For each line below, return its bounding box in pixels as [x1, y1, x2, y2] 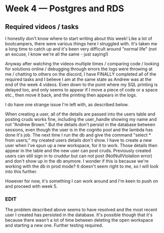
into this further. [5, 169, 38, 175]
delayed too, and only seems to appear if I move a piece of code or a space [5, 87, 158, 92]
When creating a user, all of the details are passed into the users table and [5, 111, 156, 117]
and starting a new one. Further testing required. [5, 222, 103, 229]
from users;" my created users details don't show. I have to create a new [5, 137, 152, 143]
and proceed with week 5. [5, 183, 58, 189]
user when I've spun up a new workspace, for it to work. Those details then [5, 143, 158, 148]
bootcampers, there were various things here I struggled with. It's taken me [5, 41, 158, 47]
